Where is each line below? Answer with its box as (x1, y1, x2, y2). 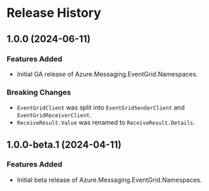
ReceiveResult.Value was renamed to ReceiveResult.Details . (16, 118, 195, 127)
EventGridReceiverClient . (16, 111, 92, 119)
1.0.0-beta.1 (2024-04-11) (6, 138, 122, 150)
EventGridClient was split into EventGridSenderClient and (16, 103, 185, 112)
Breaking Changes (6, 87, 72, 97)
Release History (6, 5, 101, 21)
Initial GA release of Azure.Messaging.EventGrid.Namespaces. (16, 70, 198, 78)
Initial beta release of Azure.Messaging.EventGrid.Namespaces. (16, 176, 202, 184)
